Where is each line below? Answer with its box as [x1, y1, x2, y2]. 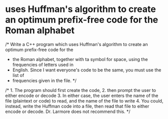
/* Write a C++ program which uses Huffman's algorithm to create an [5, 41, 148, 47]
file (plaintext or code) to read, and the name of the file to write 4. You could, [5, 97, 163, 103]
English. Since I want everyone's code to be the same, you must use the [12, 66, 161, 73]
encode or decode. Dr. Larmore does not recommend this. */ [5, 108, 130, 114]
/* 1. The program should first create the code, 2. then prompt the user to [5, 87, 156, 93]
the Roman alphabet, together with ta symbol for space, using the [12, 56, 148, 62]
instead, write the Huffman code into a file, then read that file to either [5, 103, 149, 109]
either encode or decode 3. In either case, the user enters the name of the [5, 92, 158, 98]
